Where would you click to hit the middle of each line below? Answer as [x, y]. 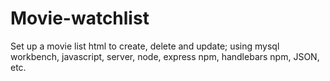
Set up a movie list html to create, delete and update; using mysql [145, 46]
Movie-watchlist [80, 18]
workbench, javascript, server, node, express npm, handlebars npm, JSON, [165, 56]
